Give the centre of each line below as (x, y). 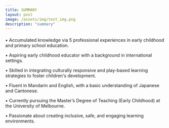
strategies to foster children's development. (51, 76)
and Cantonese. (22, 91)
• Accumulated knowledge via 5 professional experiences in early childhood (85, 40)
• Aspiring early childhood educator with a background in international (79, 55)
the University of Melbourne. (35, 106)
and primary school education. (37, 45)
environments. (20, 121)
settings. (14, 60)
